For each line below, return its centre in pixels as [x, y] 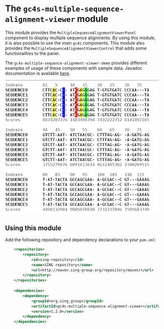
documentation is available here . [38, 73]
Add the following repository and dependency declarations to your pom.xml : [81, 240]
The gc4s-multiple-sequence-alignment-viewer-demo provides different [76, 63]
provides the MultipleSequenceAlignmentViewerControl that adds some [76, 48]
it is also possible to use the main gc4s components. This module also [75, 43]
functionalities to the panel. [32, 53]
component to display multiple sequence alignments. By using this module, [80, 38]
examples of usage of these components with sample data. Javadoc [74, 68]
